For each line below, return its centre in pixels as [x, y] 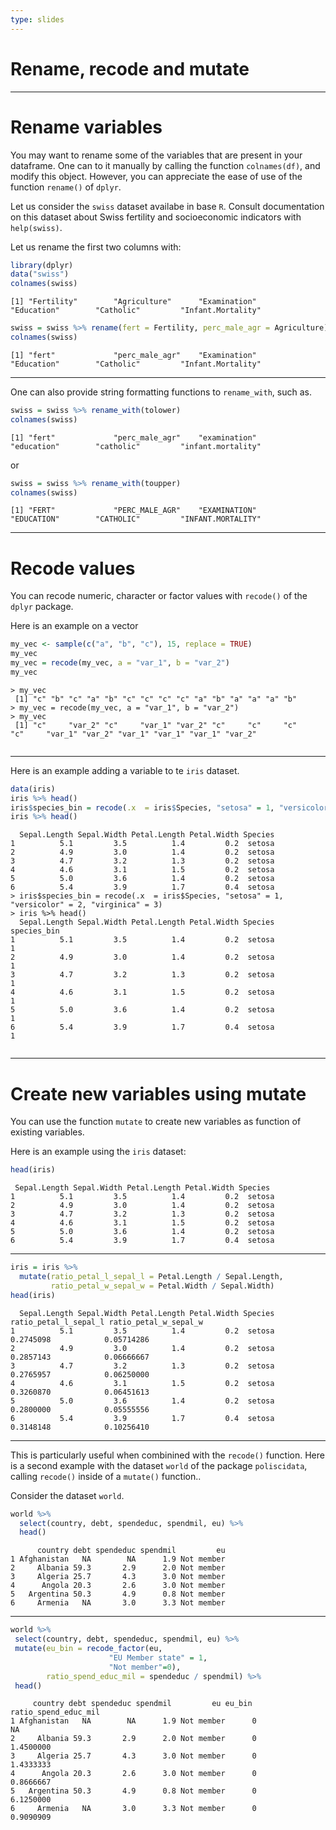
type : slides [37, 19]
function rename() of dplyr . [66, 187]
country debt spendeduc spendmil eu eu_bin [142, 1704]
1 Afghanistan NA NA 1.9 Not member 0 [133, 1721]
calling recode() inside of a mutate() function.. [106, 1476]
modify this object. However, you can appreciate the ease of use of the [156, 176]
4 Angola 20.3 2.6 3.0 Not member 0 [133, 1774]
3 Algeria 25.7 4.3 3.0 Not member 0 [133, 1756]
